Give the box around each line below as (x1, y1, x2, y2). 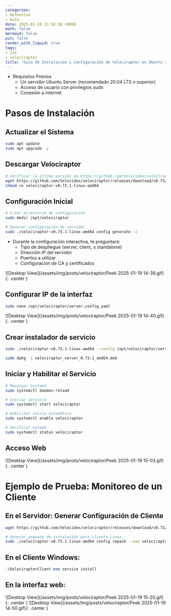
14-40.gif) (143, 313, 164, 319)
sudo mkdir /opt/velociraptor (5, 215, 70, 220)
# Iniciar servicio (5, 397, 47, 402)
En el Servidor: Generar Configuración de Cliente (5, 512, 164, 520)
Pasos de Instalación (5, 107, 95, 119)
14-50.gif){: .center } (5, 605, 48, 611)
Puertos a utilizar (20, 255, 56, 261)
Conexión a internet (20, 90, 62, 96)
